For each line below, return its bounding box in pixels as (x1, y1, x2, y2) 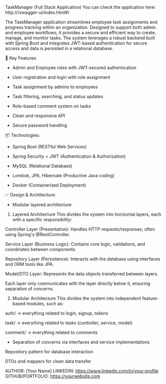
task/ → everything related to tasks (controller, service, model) (5, 320, 133, 325)
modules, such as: (26, 301, 64, 307)
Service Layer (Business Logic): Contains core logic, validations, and (5, 241, 145, 247)
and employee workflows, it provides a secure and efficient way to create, (5, 30, 156, 35)
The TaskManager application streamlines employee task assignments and (5, 19, 158, 25)
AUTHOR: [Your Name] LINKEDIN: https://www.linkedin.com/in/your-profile (5, 368, 159, 374)
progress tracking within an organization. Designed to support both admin (5, 24, 156, 30)
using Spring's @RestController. (5, 232, 70, 237)
